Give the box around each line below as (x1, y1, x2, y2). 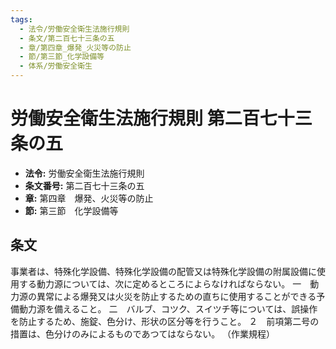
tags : (10, 14, 33, 25)
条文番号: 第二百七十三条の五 (24, 179, 145, 191)
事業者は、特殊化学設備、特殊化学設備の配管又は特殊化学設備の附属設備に (10, 265, 317, 277)
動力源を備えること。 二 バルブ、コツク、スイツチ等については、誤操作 (18, 302, 318, 315)
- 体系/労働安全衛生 (19, 61, 93, 71)
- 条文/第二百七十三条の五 (19, 33, 115, 43)
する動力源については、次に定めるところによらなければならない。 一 (18, 277, 302, 290)
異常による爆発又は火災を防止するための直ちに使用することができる (36, 290, 317, 302)
